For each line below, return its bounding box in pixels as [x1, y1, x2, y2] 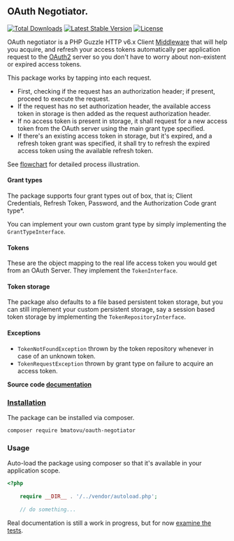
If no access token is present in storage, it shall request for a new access [17, 117, 228, 125]
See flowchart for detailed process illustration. [7, 160, 140, 168]
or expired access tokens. [7, 59, 82, 68]
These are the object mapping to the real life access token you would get [7, 259, 217, 268]
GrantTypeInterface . [7, 227, 66, 236]
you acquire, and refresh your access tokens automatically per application [7, 45, 221, 53]
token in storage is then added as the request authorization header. [17, 109, 211, 117]
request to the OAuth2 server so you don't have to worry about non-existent [7, 52, 226, 61]
